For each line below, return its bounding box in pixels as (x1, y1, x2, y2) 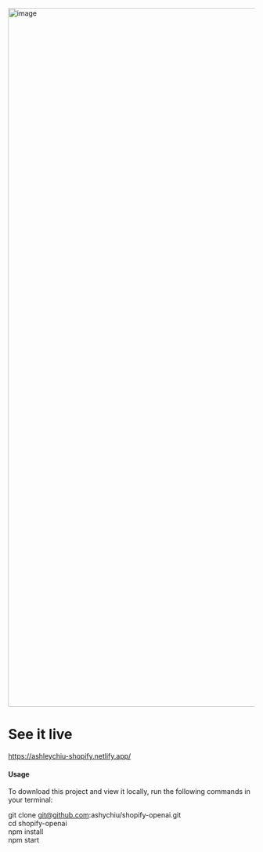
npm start (8, 836, 40, 845)
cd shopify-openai (8, 819, 68, 828)
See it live (8, 726, 73, 744)
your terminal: (8, 796, 53, 805)
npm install (8, 827, 44, 836)
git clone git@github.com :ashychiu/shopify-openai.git (8, 810, 182, 820)
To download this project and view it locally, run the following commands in (8, 787, 250, 796)
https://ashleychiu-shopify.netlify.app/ (8, 751, 131, 760)
